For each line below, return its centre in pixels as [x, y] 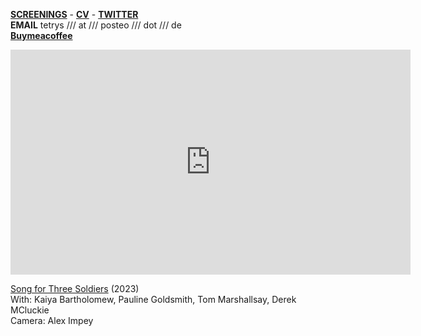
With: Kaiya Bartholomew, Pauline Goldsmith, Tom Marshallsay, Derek [153, 299]
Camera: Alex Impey [52, 320]
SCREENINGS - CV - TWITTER [74, 14]
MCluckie [30, 310]
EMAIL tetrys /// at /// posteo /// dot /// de [96, 25]
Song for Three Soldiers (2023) [75, 288]
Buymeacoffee [41, 35]
